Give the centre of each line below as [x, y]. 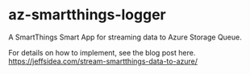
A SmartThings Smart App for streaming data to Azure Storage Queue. [125, 37]
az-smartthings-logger [87, 15]
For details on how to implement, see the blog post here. [102, 52]
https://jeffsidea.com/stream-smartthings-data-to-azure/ [103, 61]
